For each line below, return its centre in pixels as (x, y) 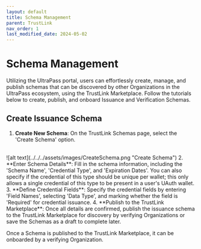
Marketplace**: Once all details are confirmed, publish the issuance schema (101, 209)
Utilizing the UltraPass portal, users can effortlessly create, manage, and (96, 81)
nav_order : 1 (23, 29)
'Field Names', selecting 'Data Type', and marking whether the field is (92, 195)
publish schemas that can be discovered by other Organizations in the (93, 87)
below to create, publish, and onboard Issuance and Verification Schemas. (98, 100)
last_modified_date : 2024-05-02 (47, 34)
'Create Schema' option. (45, 140)
